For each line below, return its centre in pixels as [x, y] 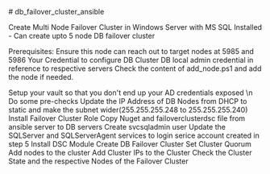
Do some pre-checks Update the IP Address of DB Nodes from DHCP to [128, 101]
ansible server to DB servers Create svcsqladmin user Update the [117, 127]
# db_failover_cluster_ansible [56, 12]
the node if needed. [41, 77]
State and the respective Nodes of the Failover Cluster [98, 161]
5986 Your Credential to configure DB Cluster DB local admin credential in [131, 60]
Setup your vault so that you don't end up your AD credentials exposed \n [131, 93]
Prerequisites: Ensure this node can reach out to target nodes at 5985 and [131, 51]
